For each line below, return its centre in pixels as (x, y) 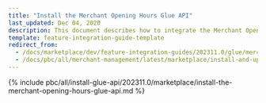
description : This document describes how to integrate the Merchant (125, 30)
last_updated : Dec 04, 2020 (55, 23)
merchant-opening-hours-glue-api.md (71, 90)
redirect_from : (33, 45)
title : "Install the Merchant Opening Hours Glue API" (101, 15)
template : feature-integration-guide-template (86, 38)
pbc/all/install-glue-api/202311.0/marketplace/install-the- (139, 82)
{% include (26, 82)
